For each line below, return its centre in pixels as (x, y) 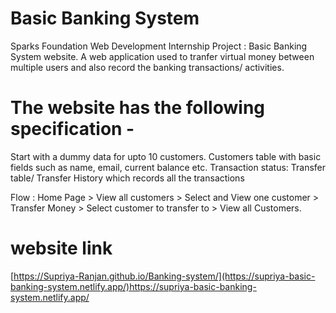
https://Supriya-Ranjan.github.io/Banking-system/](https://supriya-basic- (164, 276)
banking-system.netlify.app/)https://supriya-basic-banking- (133, 286)
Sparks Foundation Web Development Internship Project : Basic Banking (159, 46)
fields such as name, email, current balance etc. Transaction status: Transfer (168, 167)
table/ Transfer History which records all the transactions (127, 178)
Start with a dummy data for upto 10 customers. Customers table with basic (166, 156)
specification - (72, 129)
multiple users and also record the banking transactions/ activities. (147, 67)
